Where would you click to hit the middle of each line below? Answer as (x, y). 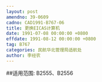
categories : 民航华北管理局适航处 (44, 50)
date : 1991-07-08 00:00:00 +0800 (47, 34)
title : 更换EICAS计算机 (33, 28)
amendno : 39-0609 (27, 17)
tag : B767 (18, 45)
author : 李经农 (23, 55)
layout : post (22, 12)
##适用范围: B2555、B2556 (40, 73)
